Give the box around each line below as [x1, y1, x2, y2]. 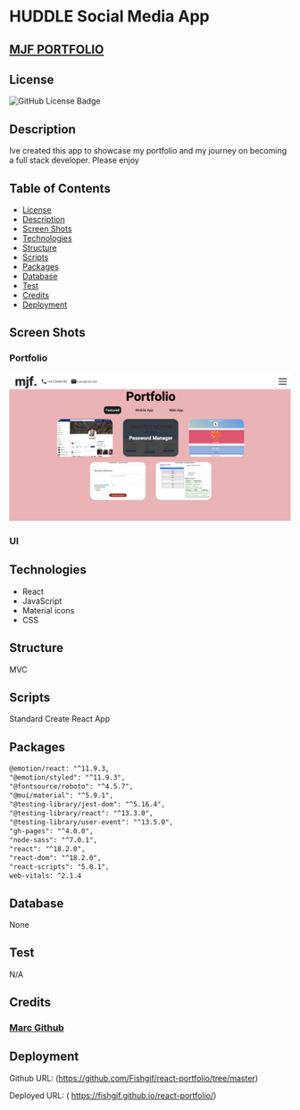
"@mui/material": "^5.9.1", [9, 791, 114, 800]
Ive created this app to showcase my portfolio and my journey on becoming [9, 146, 287, 156]
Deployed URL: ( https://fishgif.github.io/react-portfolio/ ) [9, 1089, 217, 1100]
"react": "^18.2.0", [9, 845, 87, 854]
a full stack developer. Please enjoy [9, 154, 140, 166]
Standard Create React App [9, 714, 110, 724]
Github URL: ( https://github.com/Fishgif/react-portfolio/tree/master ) [9, 1072, 259, 1083]
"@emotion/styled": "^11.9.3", [9, 773, 126, 782]
